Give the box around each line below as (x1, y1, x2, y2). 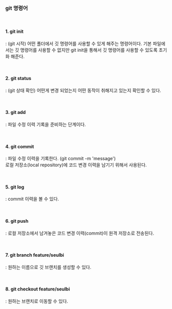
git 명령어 (5, 4, 28, 11)
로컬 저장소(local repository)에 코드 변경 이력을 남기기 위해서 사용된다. (5, 162, 147, 168)
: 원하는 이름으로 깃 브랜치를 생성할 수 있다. (5, 264, 91, 270)
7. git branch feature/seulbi (5, 252, 64, 258)
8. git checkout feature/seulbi (5, 286, 70, 292)
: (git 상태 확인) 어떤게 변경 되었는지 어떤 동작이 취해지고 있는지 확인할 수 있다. (5, 87, 162, 93)
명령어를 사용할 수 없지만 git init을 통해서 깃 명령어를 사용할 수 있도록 (20, 47, 158, 53)
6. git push (5, 218, 29, 224)
